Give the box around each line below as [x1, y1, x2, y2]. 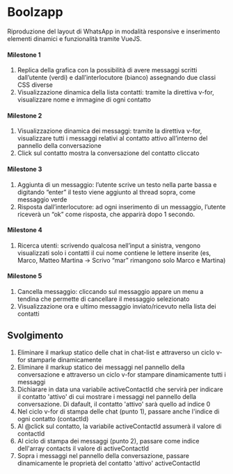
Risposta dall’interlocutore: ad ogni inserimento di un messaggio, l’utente [17, 202, 226, 211]
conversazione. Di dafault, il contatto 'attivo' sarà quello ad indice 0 [17, 400, 211, 408]
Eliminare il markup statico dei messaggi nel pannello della [17, 363, 186, 371]
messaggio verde [17, 195, 67, 204]
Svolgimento [7, 329, 64, 341]
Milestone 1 [7, 50, 41, 59]
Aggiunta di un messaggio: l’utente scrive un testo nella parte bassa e [17, 180, 217, 188]
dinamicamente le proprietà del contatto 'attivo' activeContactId [17, 459, 200, 467]
